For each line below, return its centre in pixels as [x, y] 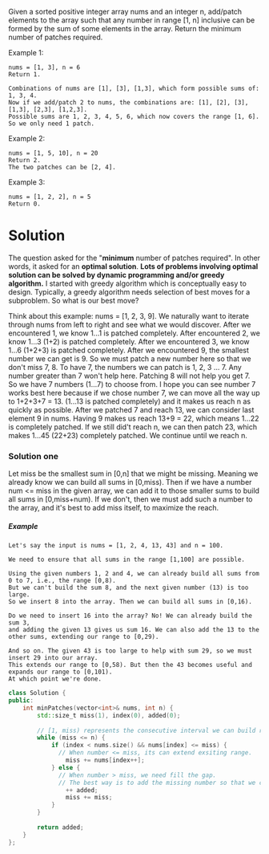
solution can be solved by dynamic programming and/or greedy [116, 274]
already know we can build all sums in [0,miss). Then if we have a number [130, 482]
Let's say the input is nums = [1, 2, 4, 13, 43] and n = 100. [116, 546]
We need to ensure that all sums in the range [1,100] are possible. [127, 560]
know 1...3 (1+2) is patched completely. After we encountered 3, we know [129, 341]
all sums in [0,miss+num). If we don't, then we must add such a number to [131, 499]
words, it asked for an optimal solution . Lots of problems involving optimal [133, 266]
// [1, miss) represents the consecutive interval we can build [147, 730]
